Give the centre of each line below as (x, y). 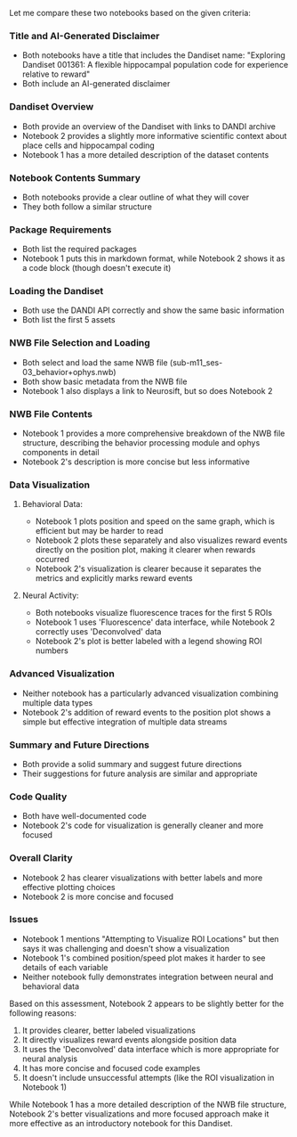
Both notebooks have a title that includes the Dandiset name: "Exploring (154, 55)
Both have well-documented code (84, 816)
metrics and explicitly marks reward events (114, 578)
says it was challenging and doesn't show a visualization (125, 948)
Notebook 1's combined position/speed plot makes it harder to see (144, 958)
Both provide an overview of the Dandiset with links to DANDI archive (148, 126)
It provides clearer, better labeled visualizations (108, 1030)
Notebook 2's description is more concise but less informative (136, 462)
